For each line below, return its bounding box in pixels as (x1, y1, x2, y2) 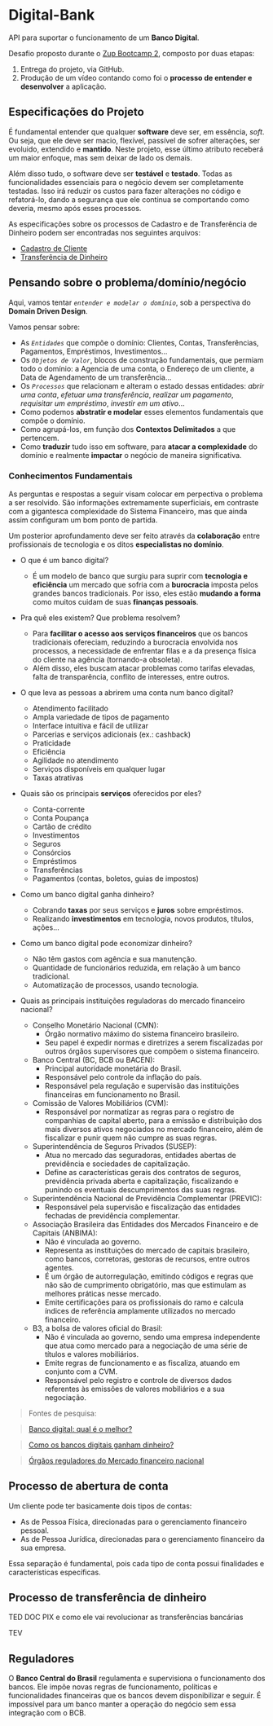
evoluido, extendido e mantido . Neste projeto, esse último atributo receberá (8, 144, 263, 154)
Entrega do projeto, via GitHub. (20, 64, 125, 74)
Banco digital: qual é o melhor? (28, 1424, 133, 1433)
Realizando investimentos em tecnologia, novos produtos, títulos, (32, 914, 254, 923)
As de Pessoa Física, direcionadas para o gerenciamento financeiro (20, 1517, 247, 1526)
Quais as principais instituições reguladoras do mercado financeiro (20, 996, 245, 1006)
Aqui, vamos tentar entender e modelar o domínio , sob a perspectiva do (8, 297, 251, 307)
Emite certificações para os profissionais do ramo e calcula (44, 1297, 244, 1307)
